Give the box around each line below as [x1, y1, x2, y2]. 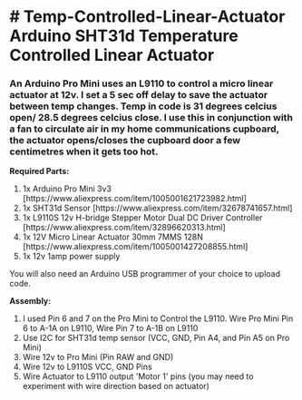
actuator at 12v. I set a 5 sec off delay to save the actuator [9, 89, 268, 102]
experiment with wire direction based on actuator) [22, 381, 210, 392]
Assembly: [9, 296, 52, 307]
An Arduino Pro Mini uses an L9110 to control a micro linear [9, 77, 274, 90]
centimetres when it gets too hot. [9, 145, 159, 158]
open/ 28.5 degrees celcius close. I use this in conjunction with [9, 112, 293, 124]
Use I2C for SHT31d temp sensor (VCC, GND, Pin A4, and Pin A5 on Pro [22, 333, 290, 344]
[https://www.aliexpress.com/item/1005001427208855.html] [22, 241, 248, 252]
